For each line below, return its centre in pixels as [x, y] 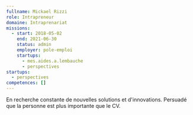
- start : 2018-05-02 [37, 34]
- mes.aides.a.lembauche [52, 61]
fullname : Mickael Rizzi [37, 11]
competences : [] [26, 83]
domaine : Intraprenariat [37, 22]
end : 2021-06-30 [37, 39]
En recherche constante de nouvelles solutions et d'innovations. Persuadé [96, 100]
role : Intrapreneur [30, 17]
